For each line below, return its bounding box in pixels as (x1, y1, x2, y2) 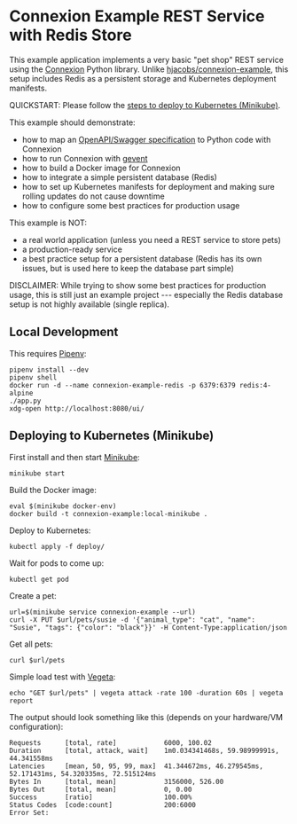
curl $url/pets (9, 655, 66, 664)
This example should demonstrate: (9, 117, 136, 128)
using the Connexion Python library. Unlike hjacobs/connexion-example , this (9, 64, 289, 75)
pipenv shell (9, 373, 58, 382)
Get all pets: (9, 639, 53, 649)
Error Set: (9, 808, 50, 817)
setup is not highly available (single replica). (9, 299, 170, 310)
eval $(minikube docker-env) (9, 501, 117, 511)
